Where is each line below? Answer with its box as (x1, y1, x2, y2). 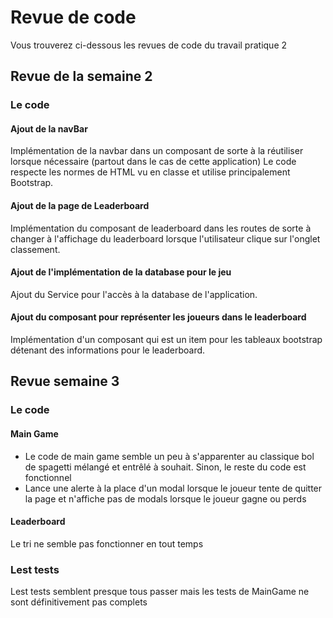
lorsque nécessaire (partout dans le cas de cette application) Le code (10, 156, 297, 168)
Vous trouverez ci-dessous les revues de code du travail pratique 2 (10, 39, 288, 51)
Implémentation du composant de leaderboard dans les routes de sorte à (10, 222, 312, 234)
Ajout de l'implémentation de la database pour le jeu (10, 266, 232, 278)
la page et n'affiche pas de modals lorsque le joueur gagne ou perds (24, 492, 307, 505)
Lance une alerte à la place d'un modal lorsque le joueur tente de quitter (24, 482, 323, 494)
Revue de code (10, 6, 137, 29)
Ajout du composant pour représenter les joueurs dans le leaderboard (10, 311, 307, 323)
